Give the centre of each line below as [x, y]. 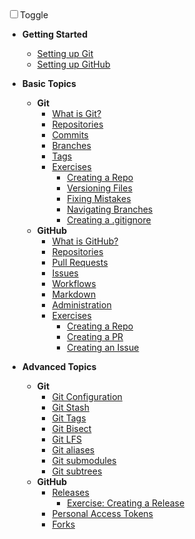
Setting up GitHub [73, 64]
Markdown [74, 294]
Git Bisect [71, 428]
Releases [70, 492]
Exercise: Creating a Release [125, 503]
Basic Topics [49, 83]
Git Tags [69, 418]
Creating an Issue [103, 347]
